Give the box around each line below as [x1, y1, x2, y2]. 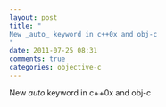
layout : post [9, 12, 58, 22]
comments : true [9, 54, 66, 63]
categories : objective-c [9, 63, 102, 72]
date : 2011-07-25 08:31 [9, 46, 98, 55]
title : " [9, 21, 42, 30]
